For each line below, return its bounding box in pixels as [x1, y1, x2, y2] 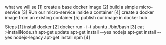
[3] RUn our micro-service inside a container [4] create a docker [21, 9, 154, 15]
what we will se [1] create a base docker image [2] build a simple [5, 4, 138, 10]
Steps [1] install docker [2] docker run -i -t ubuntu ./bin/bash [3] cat [5, 24, 144, 30]
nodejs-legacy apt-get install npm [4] [13, 34, 91, 40]
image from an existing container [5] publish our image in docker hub [5, 15, 148, 20]
